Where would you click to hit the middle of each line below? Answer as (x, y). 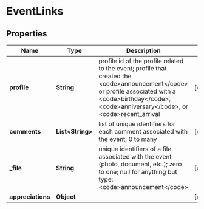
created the (115, 76)
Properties (27, 34)
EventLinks (35, 11)
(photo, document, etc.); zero (140, 164)
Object (66, 197)
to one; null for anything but (138, 172)
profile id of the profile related (141, 61)
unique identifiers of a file (135, 149)
